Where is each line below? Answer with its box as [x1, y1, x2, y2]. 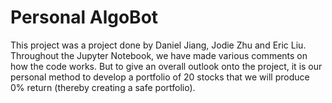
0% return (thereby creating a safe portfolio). [10, 81, 196, 93]
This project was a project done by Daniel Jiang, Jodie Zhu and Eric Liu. [10, 39, 307, 51]
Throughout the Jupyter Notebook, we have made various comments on [10, 49, 308, 61]
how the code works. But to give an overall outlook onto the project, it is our [10, 60, 323, 72]
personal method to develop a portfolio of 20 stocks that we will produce [10, 71, 310, 83]
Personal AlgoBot [10, 6, 159, 29]
